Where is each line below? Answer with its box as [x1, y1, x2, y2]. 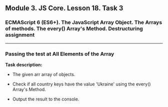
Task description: [5, 61, 42, 67]
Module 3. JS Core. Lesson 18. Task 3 [5, 4, 123, 12]
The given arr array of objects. [12, 71, 75, 77]
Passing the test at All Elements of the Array [5, 50, 114, 57]
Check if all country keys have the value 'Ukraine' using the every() [12, 81, 151, 87]
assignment [5, 31, 35, 38]
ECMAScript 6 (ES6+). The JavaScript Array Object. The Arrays [5, 19, 162, 26]
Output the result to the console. [12, 96, 79, 102]
